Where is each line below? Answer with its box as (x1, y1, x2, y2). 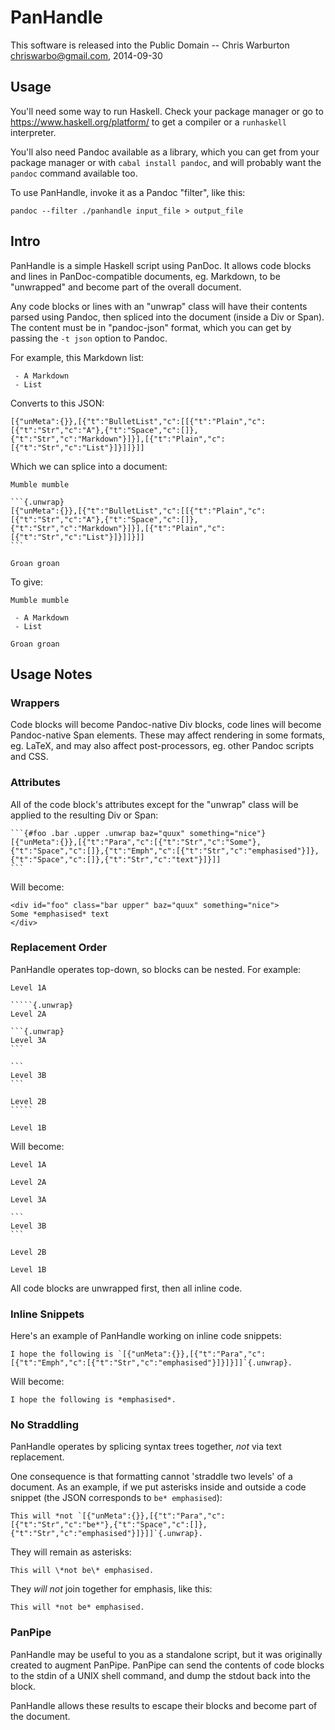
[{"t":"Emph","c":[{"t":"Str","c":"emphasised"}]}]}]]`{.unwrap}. (10, 1358, 293, 1368)
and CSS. (10, 751, 49, 763)
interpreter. (10, 126, 57, 138)
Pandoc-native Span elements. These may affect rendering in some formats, (10, 729, 326, 741)
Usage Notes (10, 666, 93, 683)
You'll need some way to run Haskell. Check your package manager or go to (10, 105, 324, 117)
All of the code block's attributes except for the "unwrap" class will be (10, 798, 299, 810)
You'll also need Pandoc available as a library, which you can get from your (10, 146, 320, 158)
